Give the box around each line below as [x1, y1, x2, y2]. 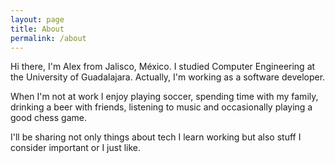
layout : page [10, 14, 65, 25]
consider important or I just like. [10, 142, 142, 154]
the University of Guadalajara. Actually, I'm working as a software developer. [10, 71, 326, 83]
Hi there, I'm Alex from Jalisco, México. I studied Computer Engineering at [10, 61, 316, 73]
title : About [10, 24, 65, 34]
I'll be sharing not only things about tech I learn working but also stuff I [10, 131, 302, 143]
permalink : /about [10, 33, 87, 43]
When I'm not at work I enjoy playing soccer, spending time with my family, [10, 91, 319, 103]
